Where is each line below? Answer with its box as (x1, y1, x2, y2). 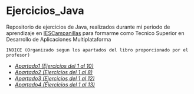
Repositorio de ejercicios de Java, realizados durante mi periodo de (6, 23, 170, 30)
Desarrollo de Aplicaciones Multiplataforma (6, 36, 111, 43)
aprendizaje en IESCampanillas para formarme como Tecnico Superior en (6, 29, 185, 36)
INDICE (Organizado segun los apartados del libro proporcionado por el (6, 47, 189, 53)
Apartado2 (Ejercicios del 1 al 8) (14, 68, 93, 75)
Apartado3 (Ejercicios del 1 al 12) (14, 75, 96, 82)
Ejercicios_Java (6, 4, 84, 18)
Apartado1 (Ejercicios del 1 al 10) (14, 62, 94, 69)
